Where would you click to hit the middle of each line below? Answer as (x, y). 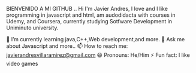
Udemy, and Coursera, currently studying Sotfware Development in (89, 21)
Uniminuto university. (32, 28)
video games (22, 63)
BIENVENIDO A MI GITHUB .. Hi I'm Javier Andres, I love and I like (87, 9)
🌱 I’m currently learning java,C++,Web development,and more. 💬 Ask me (96, 39)
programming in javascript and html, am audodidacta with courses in (91, 15)
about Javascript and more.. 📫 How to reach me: (67, 46)
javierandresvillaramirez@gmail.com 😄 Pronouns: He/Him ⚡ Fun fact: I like (98, 55)
